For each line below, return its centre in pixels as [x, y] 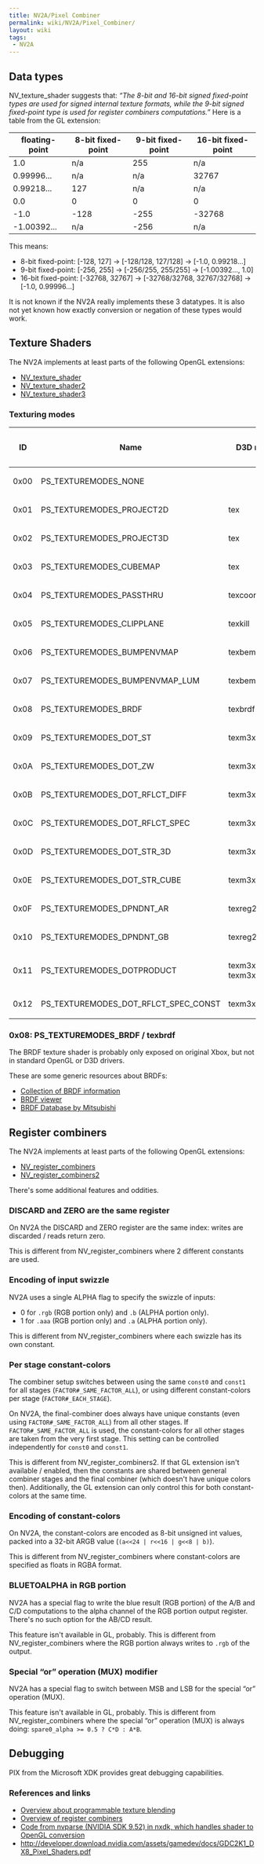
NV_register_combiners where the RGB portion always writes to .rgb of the [129, 1642]
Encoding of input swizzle [59, 1280]
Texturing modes [42, 414]
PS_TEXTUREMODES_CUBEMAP [101, 567]
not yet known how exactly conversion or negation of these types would [125, 310]
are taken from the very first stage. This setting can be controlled [114, 1439]
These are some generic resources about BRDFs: [88, 1076]
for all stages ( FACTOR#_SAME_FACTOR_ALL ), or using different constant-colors [130, 1390]
